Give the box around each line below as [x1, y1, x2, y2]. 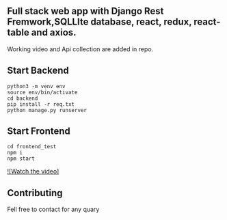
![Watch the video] [7, 167, 59, 176]
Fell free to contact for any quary [7, 205, 100, 214]
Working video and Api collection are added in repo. [7, 44, 154, 53]
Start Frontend [7, 126, 70, 137]
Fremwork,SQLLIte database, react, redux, [7, 16, 192, 28]
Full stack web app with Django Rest [7, 5, 164, 17]
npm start [7, 155, 36, 163]
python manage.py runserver [7, 107, 88, 113]
